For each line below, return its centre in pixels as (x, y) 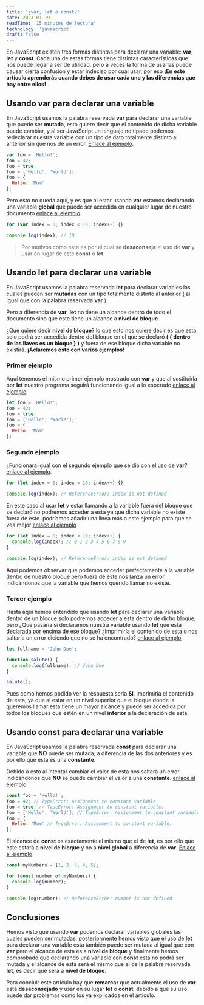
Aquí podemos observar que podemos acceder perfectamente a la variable (100, 570)
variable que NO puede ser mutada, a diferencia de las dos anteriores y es (99, 753)
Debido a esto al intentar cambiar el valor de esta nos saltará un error (93, 772)
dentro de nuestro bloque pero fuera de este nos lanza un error (86, 576)
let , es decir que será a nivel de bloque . (56, 971)
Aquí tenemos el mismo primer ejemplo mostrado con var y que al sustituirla (102, 378)
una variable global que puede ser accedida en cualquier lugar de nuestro (99, 207)
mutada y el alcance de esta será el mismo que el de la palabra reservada (98, 964)
